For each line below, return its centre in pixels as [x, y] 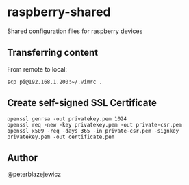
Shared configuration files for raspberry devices [75, 31]
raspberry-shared [59, 12]
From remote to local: [37, 69]
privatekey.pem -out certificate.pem [61, 137]
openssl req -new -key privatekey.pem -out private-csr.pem [95, 124]
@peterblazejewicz [34, 174]
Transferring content [52, 53]
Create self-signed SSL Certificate [82, 103]
